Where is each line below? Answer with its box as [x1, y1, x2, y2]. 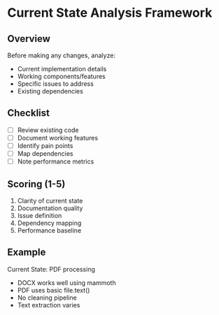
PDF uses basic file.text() [17, 286, 90, 294]
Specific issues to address [17, 80, 94, 88]
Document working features [17, 133, 99, 142]
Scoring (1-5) [7, 178, 66, 190]
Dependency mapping [17, 219, 82, 227]
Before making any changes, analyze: [7, 51, 115, 59]
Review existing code [17, 126, 79, 134]
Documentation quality [17, 204, 83, 212]
